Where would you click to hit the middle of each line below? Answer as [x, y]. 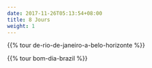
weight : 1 [21, 26]
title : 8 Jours [29, 20]
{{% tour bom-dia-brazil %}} [47, 58]
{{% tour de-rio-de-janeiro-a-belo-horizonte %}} [76, 46]
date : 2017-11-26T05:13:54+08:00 [55, 13]
